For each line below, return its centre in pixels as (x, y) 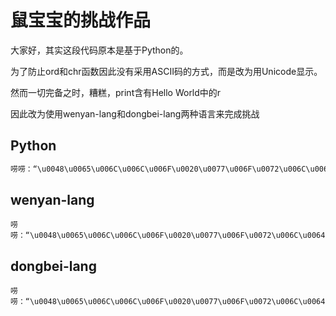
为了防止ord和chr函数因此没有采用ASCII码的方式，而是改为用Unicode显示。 (166, 71)
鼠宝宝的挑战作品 (81, 20)
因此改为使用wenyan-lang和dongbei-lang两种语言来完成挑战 (135, 113)
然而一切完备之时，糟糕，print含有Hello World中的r (116, 92)
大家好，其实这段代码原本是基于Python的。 (99, 50)
